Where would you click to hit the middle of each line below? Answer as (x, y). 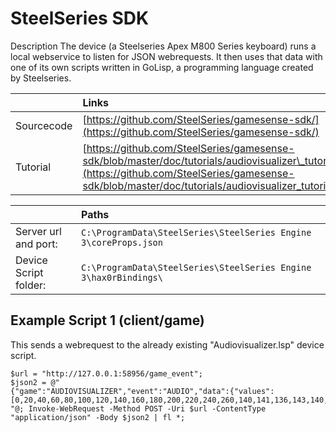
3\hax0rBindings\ (122, 277)
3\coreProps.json (122, 242)
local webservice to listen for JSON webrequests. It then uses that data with (166, 56)
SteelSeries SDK (80, 18)
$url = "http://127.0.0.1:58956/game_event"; (106, 373)
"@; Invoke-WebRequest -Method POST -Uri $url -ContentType (138, 408)
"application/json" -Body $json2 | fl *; (98, 417)
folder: (31, 285)
